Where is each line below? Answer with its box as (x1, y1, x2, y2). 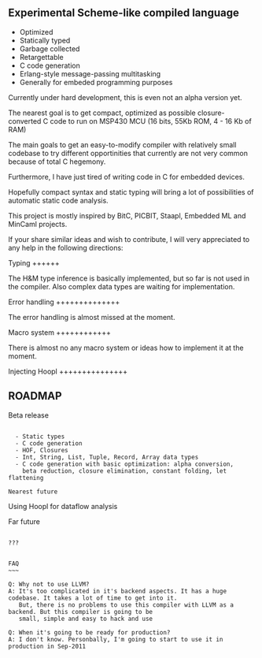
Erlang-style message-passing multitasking (19, 69, 161, 78)
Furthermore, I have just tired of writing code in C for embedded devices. (8, 172, 245, 181)
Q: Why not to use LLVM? (8, 580, 90, 588)
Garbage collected (19, 43, 80, 54)
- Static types (15, 433, 65, 441)
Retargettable (19, 52, 65, 61)
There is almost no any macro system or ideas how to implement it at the (8, 343, 244, 352)
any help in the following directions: (8, 243, 124, 252)
